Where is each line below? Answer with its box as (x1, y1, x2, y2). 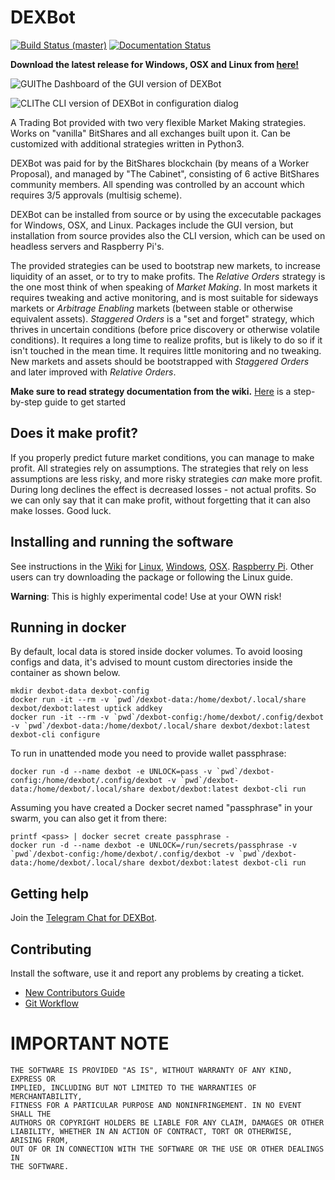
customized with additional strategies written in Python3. (10, 137, 245, 150)
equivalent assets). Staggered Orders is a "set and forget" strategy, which (10, 312, 315, 325)
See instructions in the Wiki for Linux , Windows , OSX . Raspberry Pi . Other (10, 560, 314, 572)
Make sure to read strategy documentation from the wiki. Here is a (10, 385, 292, 397)
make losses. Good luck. (10, 504, 112, 516)
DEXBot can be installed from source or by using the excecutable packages (10, 208, 322, 220)
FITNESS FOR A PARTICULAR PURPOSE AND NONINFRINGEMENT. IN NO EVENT (10, 1100, 302, 1110)
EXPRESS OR (10, 1074, 56, 1084)
